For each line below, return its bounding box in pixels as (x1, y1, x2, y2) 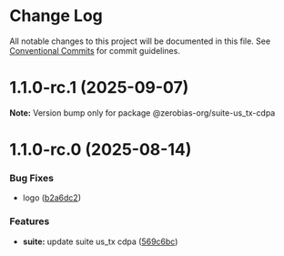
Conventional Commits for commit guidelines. (9, 45, 180, 56)
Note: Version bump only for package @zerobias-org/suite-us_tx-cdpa (9, 107, 276, 118)
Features (9, 215, 50, 228)
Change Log (9, 5, 103, 26)
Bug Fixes (9, 171, 55, 184)
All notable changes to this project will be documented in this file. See (9, 36, 271, 46)
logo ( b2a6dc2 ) (22, 192, 82, 203)
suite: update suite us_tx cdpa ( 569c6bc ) (22, 236, 178, 247)
